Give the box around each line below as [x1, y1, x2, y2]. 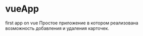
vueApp [5, 3, 39, 15]
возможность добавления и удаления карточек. [5, 25, 110, 31]
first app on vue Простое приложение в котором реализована [5, 20, 138, 26]
